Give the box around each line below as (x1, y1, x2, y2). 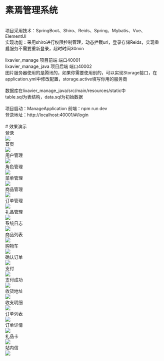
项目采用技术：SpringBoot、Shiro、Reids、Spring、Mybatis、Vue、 (5, 27, 146, 33)
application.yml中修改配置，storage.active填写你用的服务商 (5, 76, 127, 82)
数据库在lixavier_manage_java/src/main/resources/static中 (5, 87, 126, 94)
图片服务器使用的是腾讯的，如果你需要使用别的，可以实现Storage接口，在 (5, 69, 157, 75)
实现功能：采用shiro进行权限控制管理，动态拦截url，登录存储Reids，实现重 (5, 39, 159, 45)
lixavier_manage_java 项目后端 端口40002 (5, 63, 92, 69)
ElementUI (5, 33, 26, 39)
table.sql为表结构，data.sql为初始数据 (5, 94, 83, 100)
